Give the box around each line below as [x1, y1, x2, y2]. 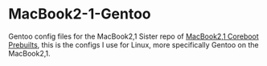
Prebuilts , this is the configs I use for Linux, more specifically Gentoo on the [8, 39, 259, 49]
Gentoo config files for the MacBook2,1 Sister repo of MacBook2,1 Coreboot [8, 31, 259, 41]
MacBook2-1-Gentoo [8, 5, 151, 23]
